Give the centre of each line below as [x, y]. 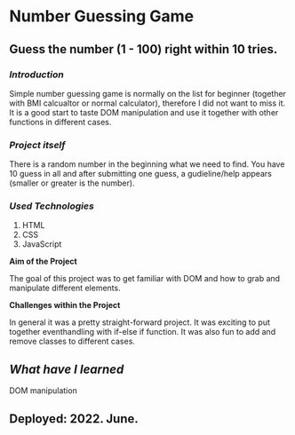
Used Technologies [52, 206]
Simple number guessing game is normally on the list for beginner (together [148, 93]
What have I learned [67, 369]
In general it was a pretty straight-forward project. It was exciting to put [140, 322]
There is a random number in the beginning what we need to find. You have [147, 164]
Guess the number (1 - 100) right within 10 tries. [144, 49]
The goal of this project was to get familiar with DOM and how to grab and [145, 279]
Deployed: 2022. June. [74, 419]
